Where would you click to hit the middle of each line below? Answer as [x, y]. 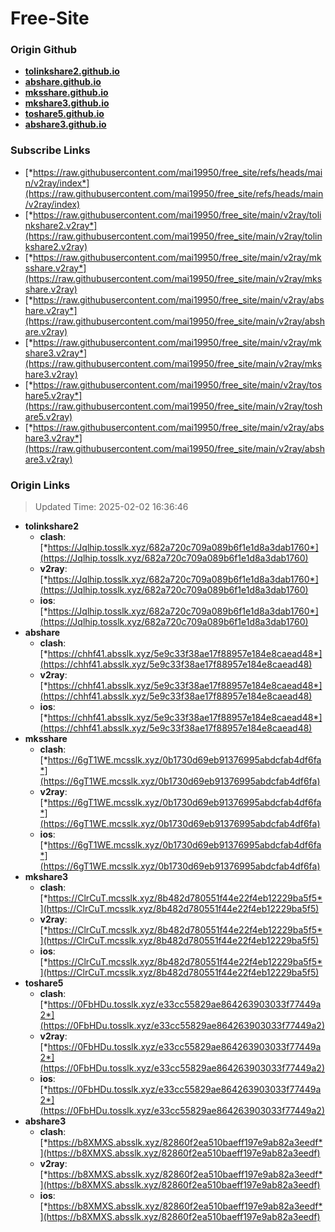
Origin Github [44, 50]
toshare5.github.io [64, 114]
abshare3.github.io [65, 124]
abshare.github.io [63, 82]
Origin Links [40, 485]
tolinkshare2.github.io [72, 71]
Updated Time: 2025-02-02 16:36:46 [111, 507]
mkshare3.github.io [67, 103]
